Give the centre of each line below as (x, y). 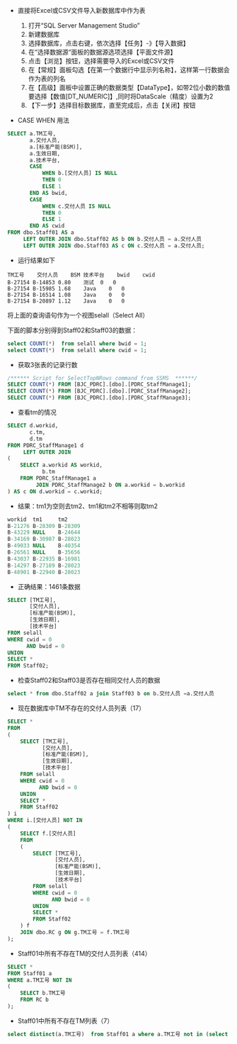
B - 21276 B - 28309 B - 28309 (44, 526)
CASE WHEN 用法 (43, 120)
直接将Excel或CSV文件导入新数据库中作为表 (81, 10)
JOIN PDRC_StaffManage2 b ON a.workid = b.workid (110, 485)
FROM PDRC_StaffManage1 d (45, 445)
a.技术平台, (45, 160)
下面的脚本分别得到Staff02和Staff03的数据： (73, 330)
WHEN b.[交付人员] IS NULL (80, 173)
